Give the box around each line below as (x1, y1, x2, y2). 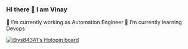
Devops (6, 25, 25, 32)
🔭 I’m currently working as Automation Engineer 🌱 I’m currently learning (6, 19, 182, 26)
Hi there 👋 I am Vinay (6, 5, 67, 14)
